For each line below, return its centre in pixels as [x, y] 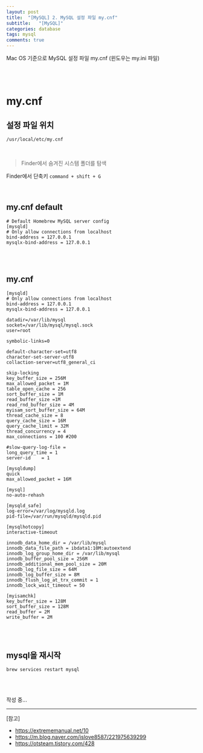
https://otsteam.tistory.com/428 [55, 743]
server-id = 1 [28, 458]
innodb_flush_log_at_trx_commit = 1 [52, 580]
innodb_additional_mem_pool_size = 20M [56, 564]
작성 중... [17, 700]
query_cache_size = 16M [36, 420]
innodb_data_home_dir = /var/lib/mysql [56, 543]
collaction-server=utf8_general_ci [51, 362]
